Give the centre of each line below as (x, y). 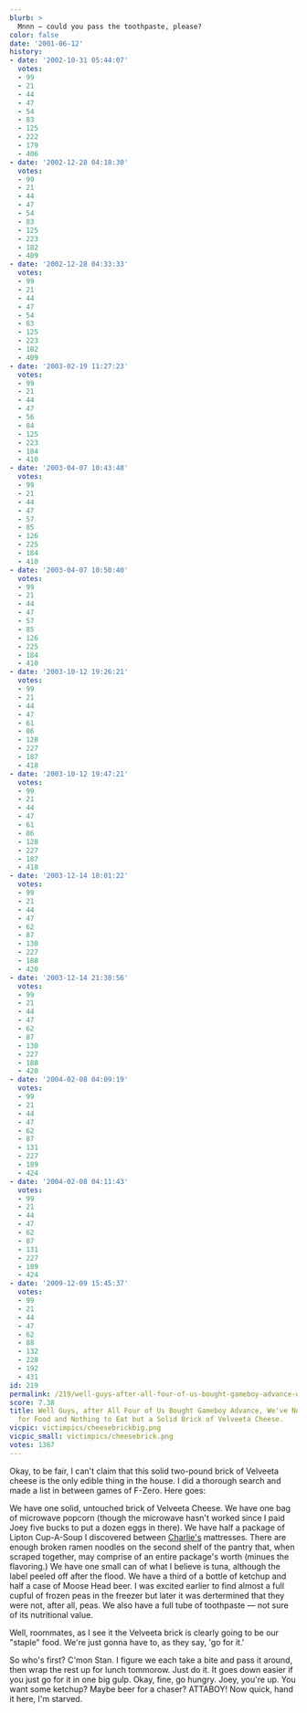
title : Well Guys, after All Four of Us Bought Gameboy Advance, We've (148, 1411)
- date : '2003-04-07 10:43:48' (69, 468)
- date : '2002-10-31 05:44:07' (69, 60)
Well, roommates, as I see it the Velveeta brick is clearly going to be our (144, 1633)
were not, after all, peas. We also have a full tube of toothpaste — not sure (149, 1605)
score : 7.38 (32, 1402)
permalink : (30, 1394)
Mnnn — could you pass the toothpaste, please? (110, 26)
